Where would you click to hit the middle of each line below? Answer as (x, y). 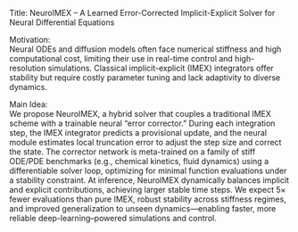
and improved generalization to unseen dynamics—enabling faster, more (143, 208)
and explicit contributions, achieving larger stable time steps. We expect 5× (148, 190)
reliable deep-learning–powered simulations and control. (113, 218)
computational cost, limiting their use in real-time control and (121, 58)
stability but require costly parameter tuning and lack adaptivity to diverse (145, 78)
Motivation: (30, 40)
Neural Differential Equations (62, 22)
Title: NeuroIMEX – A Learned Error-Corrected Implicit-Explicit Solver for (142, 13)
